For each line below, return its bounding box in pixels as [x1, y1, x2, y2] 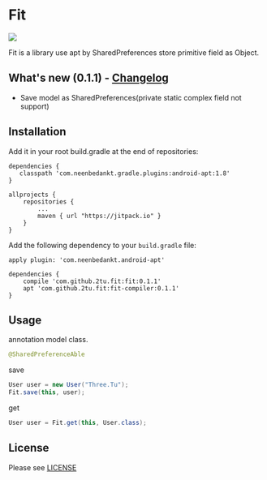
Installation [8, 125, 67, 139]
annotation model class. [8, 335, 88, 345]
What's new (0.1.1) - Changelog [8, 71, 169, 85]
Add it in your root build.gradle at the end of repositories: [8, 146, 199, 156]
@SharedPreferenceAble [8, 350, 85, 358]
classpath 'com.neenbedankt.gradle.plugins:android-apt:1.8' [19, 169, 230, 178]
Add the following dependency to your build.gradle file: [8, 240, 196, 250]
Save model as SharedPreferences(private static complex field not [19, 92, 242, 102]
